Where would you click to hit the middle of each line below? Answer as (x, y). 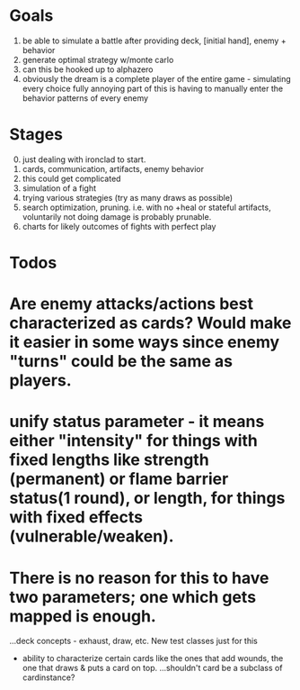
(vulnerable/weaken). (92, 536)
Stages (36, 135)
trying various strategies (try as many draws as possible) (128, 197)
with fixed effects (76, 517)
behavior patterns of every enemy (85, 98)
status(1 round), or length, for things (147, 499)
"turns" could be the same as (121, 362)
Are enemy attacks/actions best (132, 304)
